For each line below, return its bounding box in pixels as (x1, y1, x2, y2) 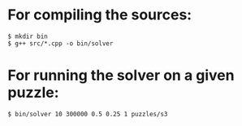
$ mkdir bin (7, 32, 48, 40)
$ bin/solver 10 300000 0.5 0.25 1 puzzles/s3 (7, 110, 168, 118)
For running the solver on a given (7, 66, 235, 85)
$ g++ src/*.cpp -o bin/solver (7, 39, 114, 48)
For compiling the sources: (7, 6, 192, 24)
